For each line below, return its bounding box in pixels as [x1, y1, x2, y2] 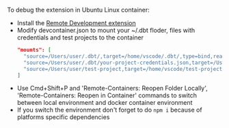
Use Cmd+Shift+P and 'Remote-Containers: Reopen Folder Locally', [16, 84, 208, 93]
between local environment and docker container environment [16, 99, 193, 107]
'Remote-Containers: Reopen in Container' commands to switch [16, 91, 197, 99]
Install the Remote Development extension [16, 19, 136, 27]
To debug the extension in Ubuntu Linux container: [7, 6, 150, 14]
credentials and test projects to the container [16, 33, 144, 42]
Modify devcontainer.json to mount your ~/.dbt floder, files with [16, 27, 196, 34]
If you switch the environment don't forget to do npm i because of [16, 106, 203, 114]
